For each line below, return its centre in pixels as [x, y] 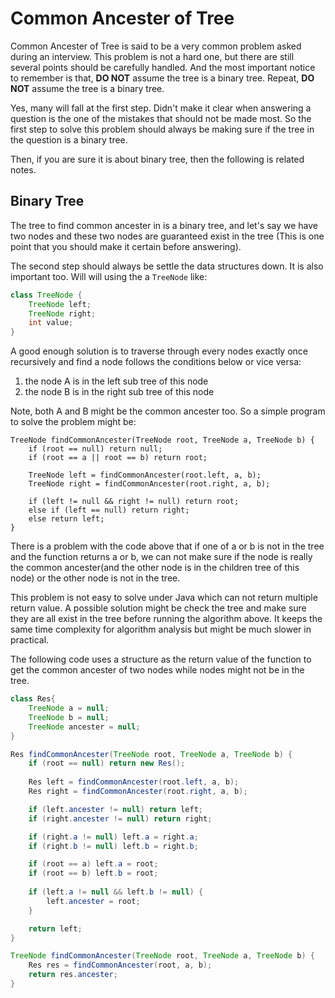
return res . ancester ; [73, 975]
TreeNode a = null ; [69, 708]
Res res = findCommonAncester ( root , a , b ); [120, 965]
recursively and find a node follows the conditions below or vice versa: [156, 362]
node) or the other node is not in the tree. [95, 578]
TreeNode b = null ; [69, 717]
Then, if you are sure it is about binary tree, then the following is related [157, 159]
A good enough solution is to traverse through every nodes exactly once [159, 351]
